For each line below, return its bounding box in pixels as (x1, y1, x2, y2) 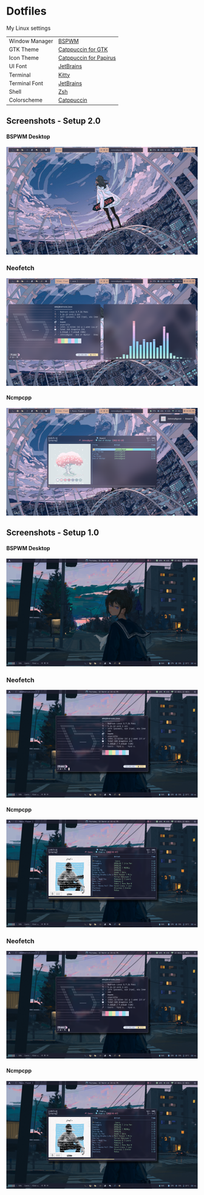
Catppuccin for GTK (58, 46, 108, 53)
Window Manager (8, 37, 53, 44)
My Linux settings (6, 24, 51, 32)
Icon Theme (8, 54, 39, 61)
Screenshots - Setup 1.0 (6, 528, 99, 538)
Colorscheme (8, 96, 42, 104)
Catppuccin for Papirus (58, 54, 117, 61)
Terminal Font (8, 79, 44, 86)
